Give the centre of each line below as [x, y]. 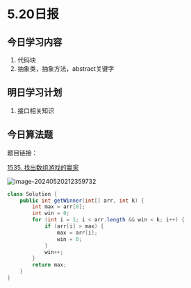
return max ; [50, 265]
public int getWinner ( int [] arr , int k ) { [82, 201]
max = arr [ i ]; [77, 232]
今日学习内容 [35, 42]
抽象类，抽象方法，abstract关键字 [66, 69]
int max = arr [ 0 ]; [59, 207]
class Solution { [32, 194]
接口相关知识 [35, 110]
